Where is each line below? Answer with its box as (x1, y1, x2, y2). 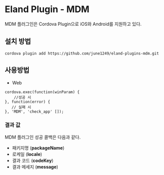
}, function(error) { (5, 99, 51, 104)
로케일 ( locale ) (12, 151, 43, 157)
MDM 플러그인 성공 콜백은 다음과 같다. (5, 134, 81, 140)
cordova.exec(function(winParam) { (5, 90, 80, 95)
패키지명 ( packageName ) (12, 145, 65, 151)
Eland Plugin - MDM (5, 4, 90, 15)
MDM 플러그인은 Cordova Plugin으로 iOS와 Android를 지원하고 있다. (5, 21, 142, 27)
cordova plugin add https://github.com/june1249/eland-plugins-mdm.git (5, 51, 159, 56)
